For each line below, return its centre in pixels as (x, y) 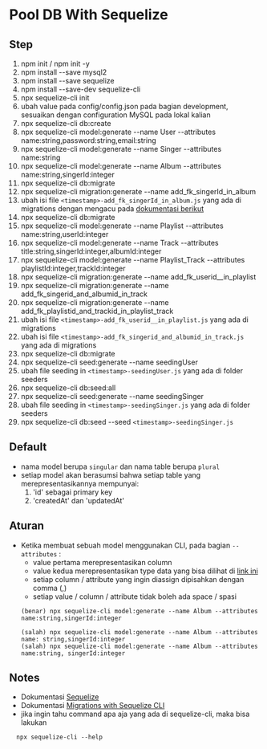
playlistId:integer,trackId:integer (73, 268)
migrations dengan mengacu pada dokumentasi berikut (112, 209)
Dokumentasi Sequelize (60, 697)
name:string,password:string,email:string (89, 140)
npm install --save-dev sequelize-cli (81, 89)
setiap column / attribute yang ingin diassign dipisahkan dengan (138, 579)
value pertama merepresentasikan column (102, 562)
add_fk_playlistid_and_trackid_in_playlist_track (97, 311)
